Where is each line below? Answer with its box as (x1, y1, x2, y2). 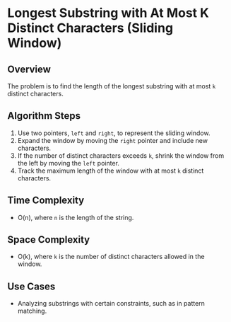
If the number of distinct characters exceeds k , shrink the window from (17, 151, 225, 160)
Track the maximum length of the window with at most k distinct (17, 166, 204, 175)
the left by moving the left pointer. (17, 159, 120, 167)
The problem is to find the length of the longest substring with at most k (7, 82, 216, 90)
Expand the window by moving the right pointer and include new (17, 136, 208, 144)
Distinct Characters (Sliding (7, 20, 174, 36)
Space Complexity (7, 234, 90, 246)
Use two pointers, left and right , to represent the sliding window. (17, 129, 211, 137)
